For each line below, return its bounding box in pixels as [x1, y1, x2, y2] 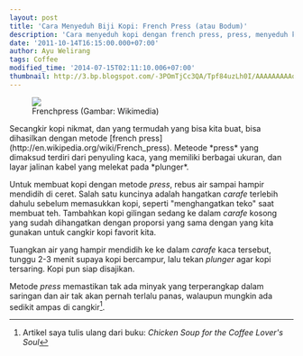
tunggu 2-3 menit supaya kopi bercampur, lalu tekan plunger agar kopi [9, 253, 271, 264]
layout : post [9, 13, 59, 23]
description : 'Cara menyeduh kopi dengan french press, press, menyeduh [9, 30, 289, 39]
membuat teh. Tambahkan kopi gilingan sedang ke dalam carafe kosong [9, 207, 278, 218]
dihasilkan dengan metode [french [9, 132, 137, 143]
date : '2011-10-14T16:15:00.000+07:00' [9, 38, 160, 48]
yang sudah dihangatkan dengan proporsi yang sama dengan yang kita [9, 217, 274, 228]
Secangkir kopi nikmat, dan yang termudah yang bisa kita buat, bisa [9, 123, 262, 133]
